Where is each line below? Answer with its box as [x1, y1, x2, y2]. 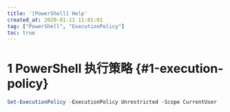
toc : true [7, 29, 36, 36]
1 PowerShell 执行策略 [7, 61, 133, 76]
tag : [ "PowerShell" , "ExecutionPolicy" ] [7, 23, 125, 30]
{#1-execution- [135, 61, 224, 76]
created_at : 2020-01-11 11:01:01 [7, 16, 103, 23]
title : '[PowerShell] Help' [7, 10, 88, 17]
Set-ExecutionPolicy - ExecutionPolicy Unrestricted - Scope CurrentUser [7, 99, 217, 106]
